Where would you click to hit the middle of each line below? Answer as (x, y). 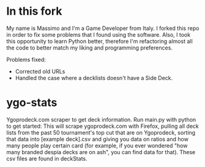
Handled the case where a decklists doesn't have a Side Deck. (94, 78)
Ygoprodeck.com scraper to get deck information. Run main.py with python (101, 119)
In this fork (34, 11)
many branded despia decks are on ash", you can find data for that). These (101, 152)
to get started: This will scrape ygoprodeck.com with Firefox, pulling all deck (102, 126)
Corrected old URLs (40, 71)
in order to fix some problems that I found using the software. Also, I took (99, 34)
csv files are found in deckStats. (47, 158)
